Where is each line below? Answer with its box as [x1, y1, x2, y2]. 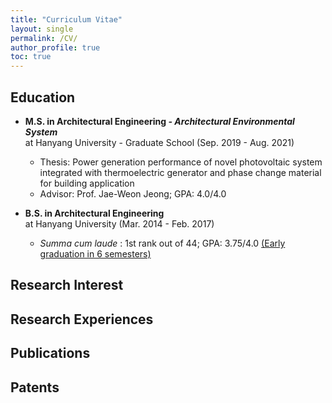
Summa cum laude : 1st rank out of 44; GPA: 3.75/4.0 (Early [39, 237, 286, 249]
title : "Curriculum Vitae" [10, 14, 123, 25]
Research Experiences [10, 311, 154, 328]
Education [10, 89, 76, 106]
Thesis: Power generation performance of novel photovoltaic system [39, 156, 323, 168]
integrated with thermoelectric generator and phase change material [39, 166, 322, 178]
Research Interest [10, 277, 124, 294]
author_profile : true [10, 42, 101, 53]
